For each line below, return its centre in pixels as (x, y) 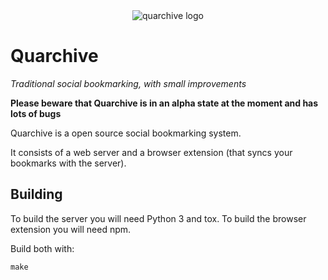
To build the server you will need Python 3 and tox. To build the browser (158, 218)
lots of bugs (36, 113)
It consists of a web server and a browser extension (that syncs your (151, 152)
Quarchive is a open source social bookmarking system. (126, 133)
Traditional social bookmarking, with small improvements (128, 83)
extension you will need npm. (71, 229)
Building (36, 194)
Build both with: (42, 248)
